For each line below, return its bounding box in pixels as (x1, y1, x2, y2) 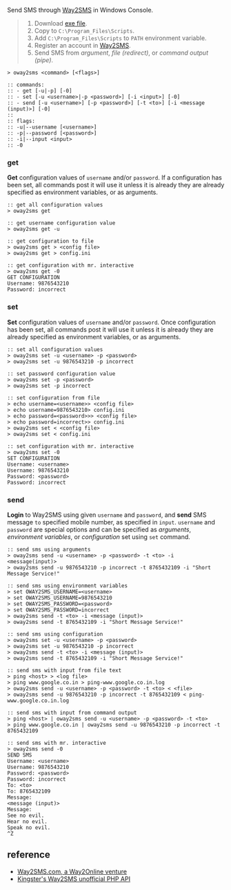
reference (7, 849, 50, 861)
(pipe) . (34, 56, 54, 64)
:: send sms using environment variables (7, 582, 128, 589)
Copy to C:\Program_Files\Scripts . (34, 27, 134, 35)
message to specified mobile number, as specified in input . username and (7, 518, 216, 526)
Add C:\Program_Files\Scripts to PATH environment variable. (34, 34, 207, 42)
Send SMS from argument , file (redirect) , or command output (34, 48, 209, 57)
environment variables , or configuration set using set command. (7, 532, 191, 541)
